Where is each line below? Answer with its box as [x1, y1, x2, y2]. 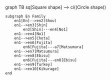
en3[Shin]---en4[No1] [23, 27, 68, 32]
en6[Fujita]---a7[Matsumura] [23, 44, 84, 49]
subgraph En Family [5, 14, 46, 19]
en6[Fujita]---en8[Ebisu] [23, 57, 77, 62]
